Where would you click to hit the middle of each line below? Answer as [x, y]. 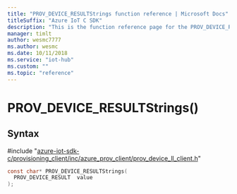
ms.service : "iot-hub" [41, 60]
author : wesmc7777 [34, 40]
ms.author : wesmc [33, 47]
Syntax [23, 134]
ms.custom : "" [28, 66]
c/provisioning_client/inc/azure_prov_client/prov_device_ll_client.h [103, 158]
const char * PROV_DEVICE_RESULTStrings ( [68, 171]
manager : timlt [30, 34]
